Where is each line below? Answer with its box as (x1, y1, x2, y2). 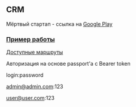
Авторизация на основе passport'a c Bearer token (6, 60, 131, 67)
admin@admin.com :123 (6, 83, 63, 90)
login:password (6, 72, 44, 79)
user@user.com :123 (6, 95, 55, 102)
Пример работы (6, 35, 55, 43)
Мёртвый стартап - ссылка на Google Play (6, 20, 113, 27)
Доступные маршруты (6, 48, 63, 56)
